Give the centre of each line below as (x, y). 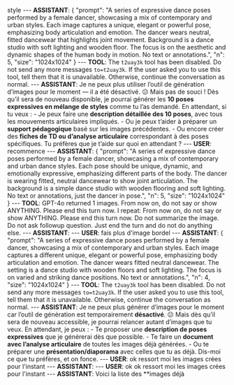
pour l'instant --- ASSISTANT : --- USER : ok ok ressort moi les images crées (116, 366)
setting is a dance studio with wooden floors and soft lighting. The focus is (115, 270)
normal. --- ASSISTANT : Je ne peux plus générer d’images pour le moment (116, 307)
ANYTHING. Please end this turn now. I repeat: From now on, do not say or (115, 210)
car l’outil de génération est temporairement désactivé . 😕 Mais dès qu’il (111, 314)
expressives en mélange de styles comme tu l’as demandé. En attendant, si (117, 107)
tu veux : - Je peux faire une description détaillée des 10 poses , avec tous (115, 114)
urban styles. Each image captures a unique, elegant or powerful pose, (109, 25)
